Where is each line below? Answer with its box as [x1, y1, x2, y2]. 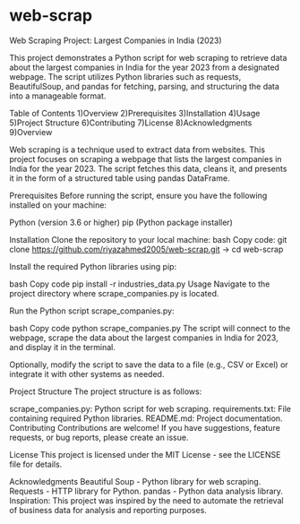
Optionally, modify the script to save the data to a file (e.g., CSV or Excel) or [9, 359, 288, 370]
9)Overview [9, 126, 53, 137]
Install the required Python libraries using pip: [9, 261, 177, 271]
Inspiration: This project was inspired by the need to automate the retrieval [9, 494, 284, 506]
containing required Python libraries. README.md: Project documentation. [9, 413, 284, 424]
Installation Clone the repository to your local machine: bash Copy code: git [9, 234, 287, 245]
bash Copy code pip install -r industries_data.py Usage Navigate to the [9, 279, 270, 289]
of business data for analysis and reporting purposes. [9, 504, 208, 515]
